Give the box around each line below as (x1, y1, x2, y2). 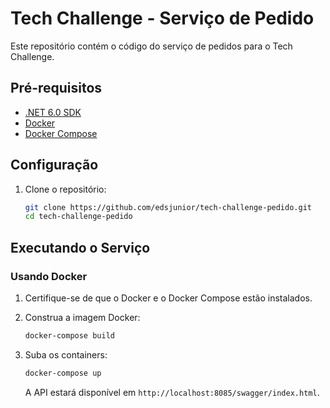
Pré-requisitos (10, 80, 103, 97)
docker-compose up (24, 368, 102, 378)
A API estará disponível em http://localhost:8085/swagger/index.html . (24, 386, 320, 398)
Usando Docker (10, 269, 88, 283)
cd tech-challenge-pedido (24, 212, 133, 222)
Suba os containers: (24, 348, 108, 361)
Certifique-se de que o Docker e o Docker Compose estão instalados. (24, 292, 313, 304)
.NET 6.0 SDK (24, 106, 82, 118)
